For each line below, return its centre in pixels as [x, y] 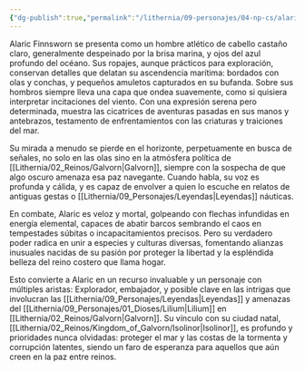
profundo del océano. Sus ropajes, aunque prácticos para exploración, [142, 63]
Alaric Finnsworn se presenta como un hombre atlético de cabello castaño [148, 44]
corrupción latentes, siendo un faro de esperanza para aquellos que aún [144, 347]
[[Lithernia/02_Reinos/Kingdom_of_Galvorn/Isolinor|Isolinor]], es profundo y [151, 327]
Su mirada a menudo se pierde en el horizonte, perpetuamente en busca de [151, 148]
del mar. [25, 130]
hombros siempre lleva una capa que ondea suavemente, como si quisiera [148, 92]
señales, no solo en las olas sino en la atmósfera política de [120, 157]
